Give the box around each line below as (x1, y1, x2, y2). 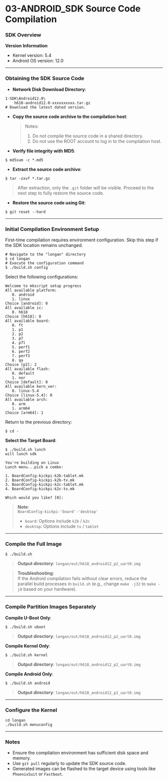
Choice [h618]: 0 (5, 314, 41, 319)
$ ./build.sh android (5, 681, 50, 686)
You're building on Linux (5, 460, 59, 465)
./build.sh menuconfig (5, 722, 52, 727)
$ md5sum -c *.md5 (5, 157, 43, 162)
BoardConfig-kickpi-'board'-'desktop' (17, 509, 98, 515)
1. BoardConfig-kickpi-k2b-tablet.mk (5, 473, 84, 479)
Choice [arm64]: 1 (5, 410, 43, 415)
